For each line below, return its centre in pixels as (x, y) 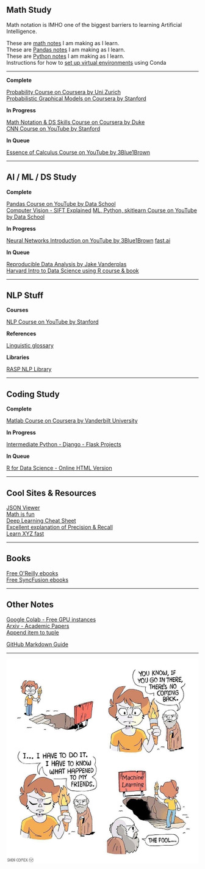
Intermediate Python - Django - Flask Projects (64, 445)
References (21, 334)
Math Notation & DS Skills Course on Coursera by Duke (76, 122)
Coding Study (33, 394)
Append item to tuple (33, 632)
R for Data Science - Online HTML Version (59, 468)
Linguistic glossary (30, 346)
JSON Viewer (23, 508)
